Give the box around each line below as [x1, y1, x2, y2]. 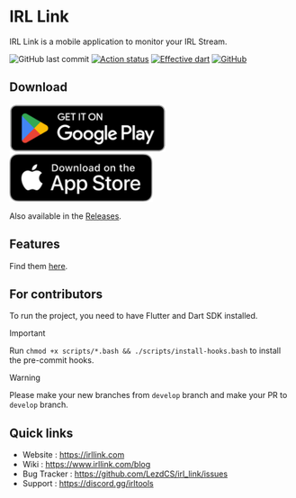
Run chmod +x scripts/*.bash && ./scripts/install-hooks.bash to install [9, 345, 282, 357]
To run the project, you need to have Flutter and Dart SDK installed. [9, 311, 258, 321]
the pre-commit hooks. [9, 355, 94, 366]
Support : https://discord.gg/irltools [22, 478, 155, 489]
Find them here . [9, 260, 68, 271]
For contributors [9, 286, 103, 302]
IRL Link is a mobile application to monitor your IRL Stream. [9, 36, 228, 47]
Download [9, 79, 67, 95]
